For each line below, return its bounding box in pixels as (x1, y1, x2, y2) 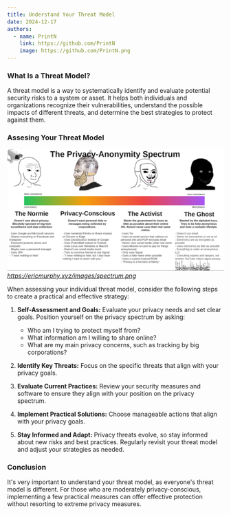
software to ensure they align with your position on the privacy (16, 389, 195, 398)
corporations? (27, 348, 67, 357)
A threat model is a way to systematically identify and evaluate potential (7, 87, 210, 95)
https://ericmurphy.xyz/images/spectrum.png (7, 272, 136, 280)
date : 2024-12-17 (7, 18, 57, 25)
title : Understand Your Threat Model (7, 11, 115, 18)
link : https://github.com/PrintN (19, 40, 115, 47)
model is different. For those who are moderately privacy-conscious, (7, 485, 201, 494)
